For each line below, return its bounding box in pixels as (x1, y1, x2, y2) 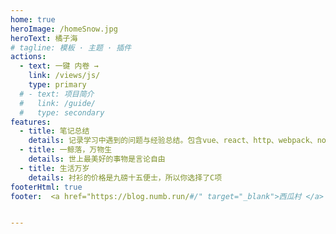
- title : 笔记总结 (19, 126, 90, 136)
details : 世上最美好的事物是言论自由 (28, 154, 166, 164)
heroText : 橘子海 (10, 33, 78, 43)
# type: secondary (19, 107, 105, 118)
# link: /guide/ (19, 98, 97, 108)
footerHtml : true (10, 182, 83, 192)
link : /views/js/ (28, 71, 101, 81)
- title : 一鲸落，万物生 (19, 145, 113, 155)
